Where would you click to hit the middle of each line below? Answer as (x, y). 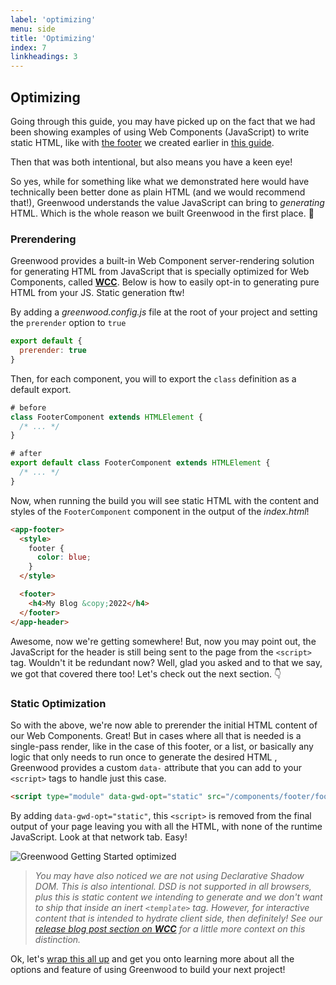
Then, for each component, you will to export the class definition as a (153, 378)
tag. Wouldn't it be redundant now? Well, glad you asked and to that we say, (166, 662)
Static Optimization (58, 703)
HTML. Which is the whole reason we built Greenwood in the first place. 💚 (162, 213)
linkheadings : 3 (44, 57)
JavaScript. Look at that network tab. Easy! (99, 837)
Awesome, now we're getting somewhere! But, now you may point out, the (163, 641)
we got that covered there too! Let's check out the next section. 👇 (146, 673)
